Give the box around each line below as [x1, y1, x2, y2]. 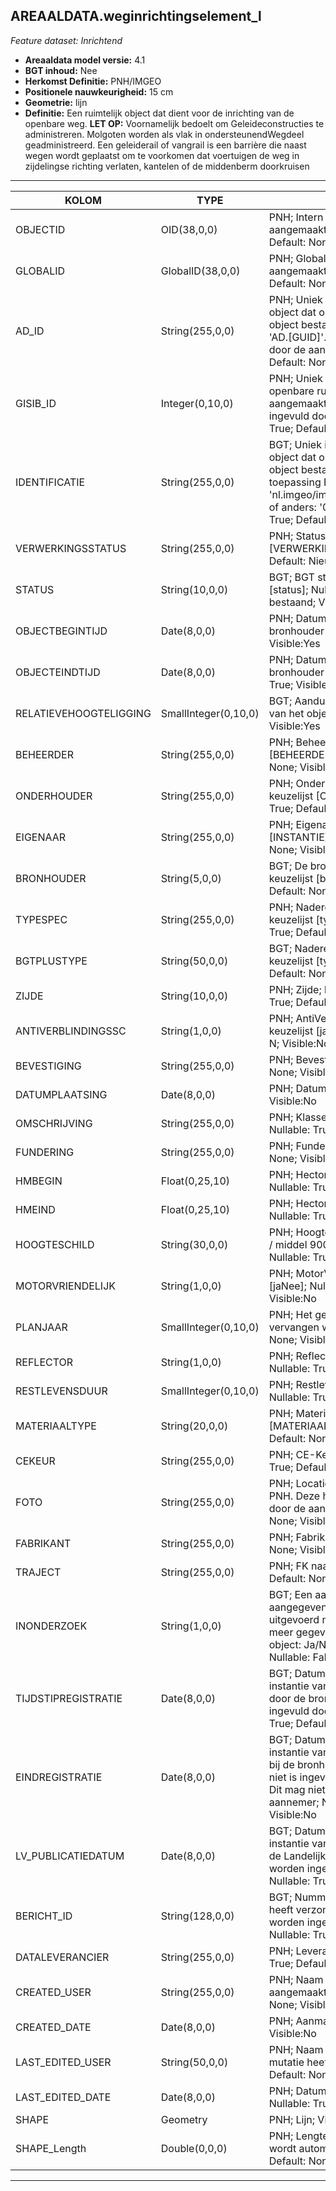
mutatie [268, 2055, 305, 2069]
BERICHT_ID [15, 1909, 73, 1923]
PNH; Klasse [268, 1110, 328, 1124]
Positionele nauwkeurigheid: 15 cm [24, 85, 174, 98]
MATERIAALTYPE [15, 1419, 97, 1433]
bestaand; [268, 595, 317, 609]
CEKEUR [15, 1454, 56, 1468]
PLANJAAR [15, 1320, 68, 1334]
